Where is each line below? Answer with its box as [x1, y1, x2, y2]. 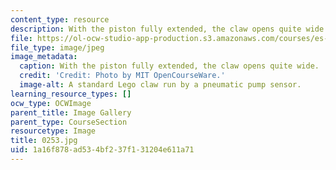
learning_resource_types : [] [10, 89, 132, 99]
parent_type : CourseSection [10, 117, 128, 127]
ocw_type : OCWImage [10, 98, 92, 108]
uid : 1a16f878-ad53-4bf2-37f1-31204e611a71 [10, 145, 195, 155]
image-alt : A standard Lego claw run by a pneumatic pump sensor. [19, 80, 302, 90]
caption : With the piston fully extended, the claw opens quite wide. [19, 61, 320, 71]
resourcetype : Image [10, 126, 97, 136]
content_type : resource [10, 14, 110, 25]
